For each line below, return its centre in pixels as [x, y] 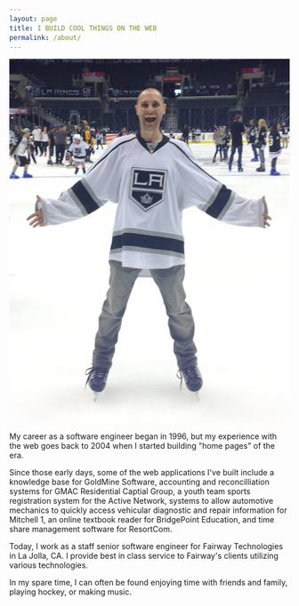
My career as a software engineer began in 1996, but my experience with [143, 436]
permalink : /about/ [45, 37]
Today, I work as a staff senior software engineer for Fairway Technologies [146, 546]
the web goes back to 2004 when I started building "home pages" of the [142, 445]
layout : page [33, 19]
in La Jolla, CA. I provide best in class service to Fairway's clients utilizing [144, 555]
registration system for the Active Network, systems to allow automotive [141, 500]
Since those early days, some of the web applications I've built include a [141, 472]
